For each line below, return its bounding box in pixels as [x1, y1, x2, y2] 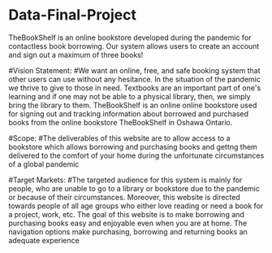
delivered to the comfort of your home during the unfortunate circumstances [8, 150, 265, 160]
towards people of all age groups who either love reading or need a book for [8, 201, 264, 211]
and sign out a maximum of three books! [8, 50, 144, 59]
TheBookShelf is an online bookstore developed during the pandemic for [8, 33, 252, 42]
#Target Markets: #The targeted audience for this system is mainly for [8, 175, 243, 185]
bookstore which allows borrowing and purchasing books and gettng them [8, 142, 257, 151]
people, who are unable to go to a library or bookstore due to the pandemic [8, 183, 260, 193]
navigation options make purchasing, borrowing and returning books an [8, 226, 248, 237]
